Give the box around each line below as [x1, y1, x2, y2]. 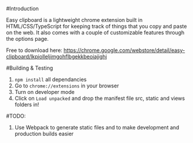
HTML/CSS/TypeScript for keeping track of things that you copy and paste [6, 23, 187, 30]
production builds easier [14, 130, 74, 137]
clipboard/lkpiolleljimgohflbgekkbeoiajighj [6, 53, 107, 60]
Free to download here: [6, 47, 63, 54]
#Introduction [6, 5, 39, 12]
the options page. [6, 35, 49, 42]
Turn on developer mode [14, 89, 75, 95]
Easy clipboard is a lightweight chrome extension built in [6, 17, 143, 23]
